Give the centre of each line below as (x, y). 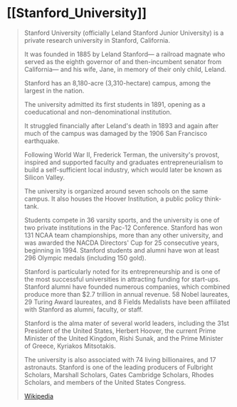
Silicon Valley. (44, 177)
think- (213, 199)
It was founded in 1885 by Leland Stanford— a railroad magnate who (125, 54)
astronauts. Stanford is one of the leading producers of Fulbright (118, 367)
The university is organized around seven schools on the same (116, 191)
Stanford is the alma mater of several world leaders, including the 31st (126, 323)
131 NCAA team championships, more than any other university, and (123, 235)
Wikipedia (39, 396)
